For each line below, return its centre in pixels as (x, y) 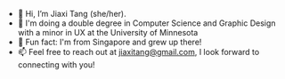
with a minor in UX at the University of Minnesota (108, 32)
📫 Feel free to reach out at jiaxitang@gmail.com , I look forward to (138, 52)
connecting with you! (56, 65)
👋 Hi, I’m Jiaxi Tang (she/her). (72, 14)
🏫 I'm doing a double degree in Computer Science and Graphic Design (147, 23)
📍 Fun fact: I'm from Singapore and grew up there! (110, 42)
